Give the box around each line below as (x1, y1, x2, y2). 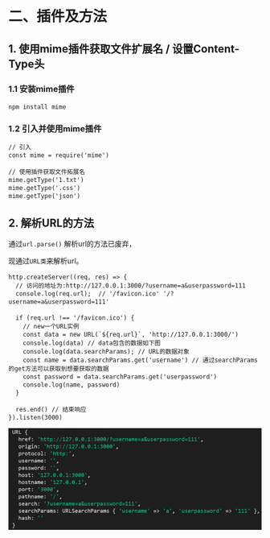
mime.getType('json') (8, 192, 81, 201)
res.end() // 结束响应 (15, 405, 87, 413)
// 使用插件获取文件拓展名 (8, 168, 86, 176)
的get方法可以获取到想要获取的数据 (8, 364, 109, 373)
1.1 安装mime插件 (8, 83, 75, 94)
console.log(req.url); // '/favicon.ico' (15, 289, 160, 298)
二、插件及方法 (8, 7, 108, 26)
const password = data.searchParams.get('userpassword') (22, 372, 218, 381)
